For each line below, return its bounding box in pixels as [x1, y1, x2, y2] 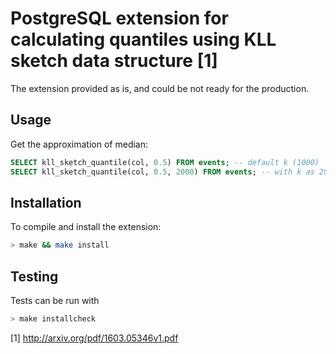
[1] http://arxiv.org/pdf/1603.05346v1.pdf [10, 332, 179, 344]
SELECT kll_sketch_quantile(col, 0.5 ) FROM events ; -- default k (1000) [10, 157, 320, 167]
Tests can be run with [10, 295, 100, 306]
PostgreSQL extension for [10, 7, 229, 30]
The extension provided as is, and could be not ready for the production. [10, 82, 310, 94]
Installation [10, 194, 82, 211]
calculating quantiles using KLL [10, 28, 277, 51]
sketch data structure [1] [10, 50, 218, 72]
